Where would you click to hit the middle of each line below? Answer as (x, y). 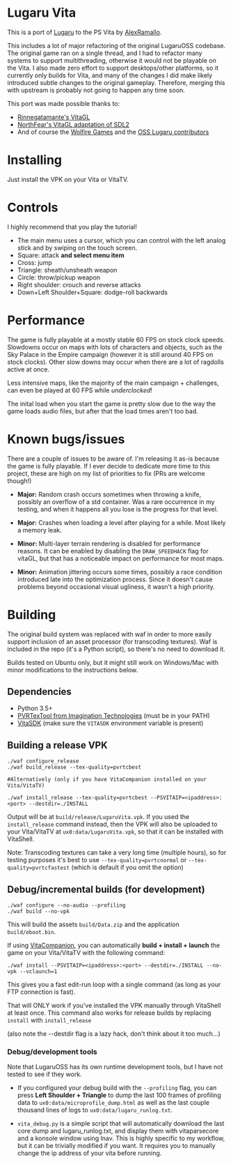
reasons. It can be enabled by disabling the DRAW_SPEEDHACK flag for (113, 551)
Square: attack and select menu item (71, 255)
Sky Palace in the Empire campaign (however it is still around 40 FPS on (110, 354)
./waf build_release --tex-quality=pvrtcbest (74, 767)
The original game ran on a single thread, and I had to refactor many (105, 53)
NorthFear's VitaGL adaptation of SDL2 (73, 124)
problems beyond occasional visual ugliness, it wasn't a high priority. (116, 586)
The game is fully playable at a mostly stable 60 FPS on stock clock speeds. (116, 339)
